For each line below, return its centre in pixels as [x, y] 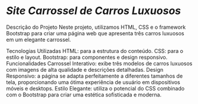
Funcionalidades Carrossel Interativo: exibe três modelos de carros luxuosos [99, 63]
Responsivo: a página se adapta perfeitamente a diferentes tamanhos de [95, 76]
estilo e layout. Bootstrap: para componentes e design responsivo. [87, 57]
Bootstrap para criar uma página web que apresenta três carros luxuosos [95, 33]
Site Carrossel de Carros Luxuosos [94, 11]
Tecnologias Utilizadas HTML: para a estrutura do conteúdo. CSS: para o [95, 51]
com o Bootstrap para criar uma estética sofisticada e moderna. [84, 95]
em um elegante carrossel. [39, 39]
